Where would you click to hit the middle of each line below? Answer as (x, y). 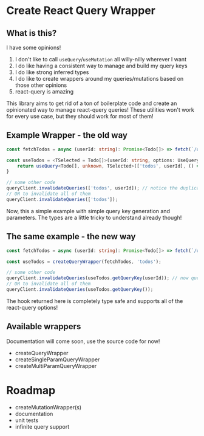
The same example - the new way (71, 237)
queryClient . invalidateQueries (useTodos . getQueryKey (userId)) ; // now (97, 278)
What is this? (32, 33)
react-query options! (32, 307)
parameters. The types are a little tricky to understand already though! (94, 217)
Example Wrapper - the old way (67, 135)
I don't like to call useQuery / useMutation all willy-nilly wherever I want (101, 59)
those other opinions (41, 85)
